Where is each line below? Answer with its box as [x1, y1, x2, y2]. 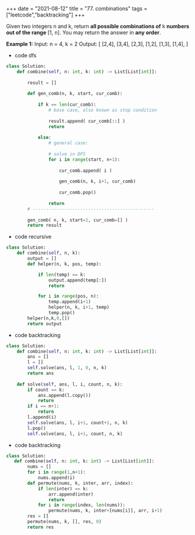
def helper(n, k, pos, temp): [27, 261, 102, 267]
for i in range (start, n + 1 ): [48, 156, 120, 162]
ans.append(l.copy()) [37, 392, 92, 398]
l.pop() [27, 425, 46, 431]
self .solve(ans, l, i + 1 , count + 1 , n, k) [27, 419, 128, 426]
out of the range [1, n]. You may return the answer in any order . [6, 29, 161, 36]
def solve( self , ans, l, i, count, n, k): [17, 381, 123, 387]
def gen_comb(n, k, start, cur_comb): [27, 91, 123, 97]
